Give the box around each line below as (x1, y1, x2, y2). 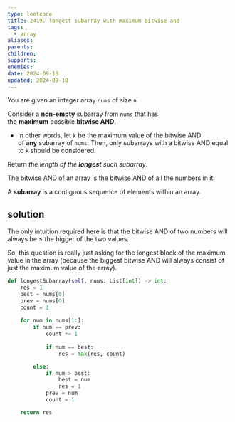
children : (7, 51, 37, 58)
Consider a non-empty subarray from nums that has (7, 110, 159, 118)
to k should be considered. (17, 147, 96, 155)
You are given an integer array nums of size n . (7, 96, 139, 105)
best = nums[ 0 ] (20, 290, 66, 297)
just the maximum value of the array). (7, 264, 117, 273)
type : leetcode (7, 10, 53, 18)
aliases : (7, 37, 33, 44)
